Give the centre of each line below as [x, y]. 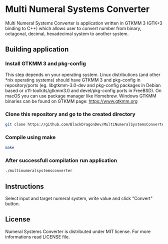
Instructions [24, 186]
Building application [37, 49]
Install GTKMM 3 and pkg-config [46, 63]
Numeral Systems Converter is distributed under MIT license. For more [78, 231]
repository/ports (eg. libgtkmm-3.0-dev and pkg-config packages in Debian [83, 85]
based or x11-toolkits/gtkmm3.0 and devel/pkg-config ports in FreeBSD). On [83, 90]
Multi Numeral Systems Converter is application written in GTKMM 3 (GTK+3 [84, 23]
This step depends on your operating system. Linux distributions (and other [83, 74]
